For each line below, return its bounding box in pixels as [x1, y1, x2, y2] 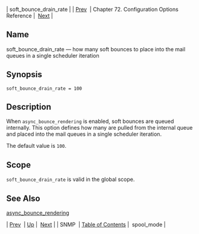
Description [6, 102, 51, 112]
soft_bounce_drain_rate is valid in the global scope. [6, 175, 135, 183]
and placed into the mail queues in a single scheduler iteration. [6, 130, 162, 138]
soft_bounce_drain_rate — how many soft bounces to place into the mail [6, 45, 186, 52]
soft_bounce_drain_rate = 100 [6, 85, 83, 92]
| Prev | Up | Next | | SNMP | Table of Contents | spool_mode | [6, 221, 166, 229]
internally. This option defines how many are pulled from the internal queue [6, 124, 193, 131]
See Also [6, 193, 40, 203]
